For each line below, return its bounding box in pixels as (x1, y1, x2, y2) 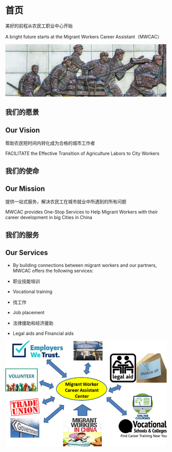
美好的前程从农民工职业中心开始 (5, 23, 73, 29)
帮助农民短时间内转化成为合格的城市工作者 (5, 140, 95, 147)
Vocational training (12, 288, 53, 295)
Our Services (5, 248, 48, 257)
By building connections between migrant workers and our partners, (12, 262, 157, 268)
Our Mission (5, 185, 45, 193)
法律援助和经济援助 (12, 320, 54, 326)
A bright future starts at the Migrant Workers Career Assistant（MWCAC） (5, 33, 162, 40)
